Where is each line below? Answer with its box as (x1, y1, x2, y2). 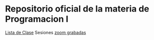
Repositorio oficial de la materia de (5, 3, 150, 14)
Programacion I (5, 13, 69, 25)
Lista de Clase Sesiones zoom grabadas (5, 29, 86, 35)
